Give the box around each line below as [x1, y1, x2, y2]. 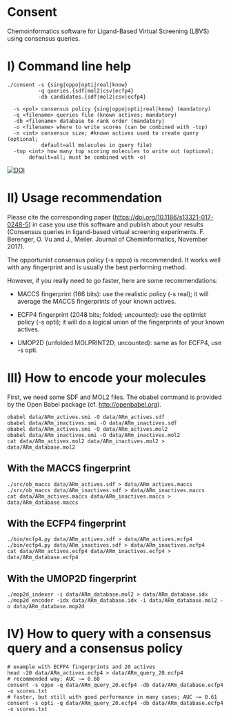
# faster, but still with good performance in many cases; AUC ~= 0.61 [7, 694, 217, 701]
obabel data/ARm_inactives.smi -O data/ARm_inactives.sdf [7, 419, 177, 427]
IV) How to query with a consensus [7, 626, 212, 642]
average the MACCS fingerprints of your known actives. [17, 297, 177, 305]
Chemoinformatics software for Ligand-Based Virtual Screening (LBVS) [7, 27, 210, 35]
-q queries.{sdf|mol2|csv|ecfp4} [37, 87, 134, 94]
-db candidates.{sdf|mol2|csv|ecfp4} [37, 93, 147, 100]
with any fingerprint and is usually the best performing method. [7, 263, 187, 271]
